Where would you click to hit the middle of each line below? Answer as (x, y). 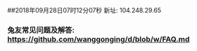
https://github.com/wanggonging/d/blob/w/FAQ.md (99, 39)
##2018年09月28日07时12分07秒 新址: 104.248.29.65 (84, 10)
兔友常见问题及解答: (41, 30)
